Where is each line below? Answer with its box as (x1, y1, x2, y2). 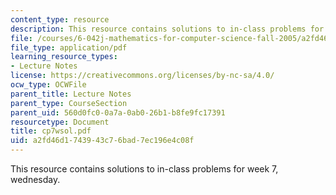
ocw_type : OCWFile (10, 80, 87, 90)
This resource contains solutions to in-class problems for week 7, (10, 163, 279, 175)
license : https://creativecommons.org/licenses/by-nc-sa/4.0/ (10, 71, 275, 81)
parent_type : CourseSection (10, 98, 128, 108)
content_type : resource (10, 14, 110, 25)
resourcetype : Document (10, 117, 110, 127)
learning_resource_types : (10, 52, 118, 62)
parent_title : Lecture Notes (10, 89, 132, 99)
